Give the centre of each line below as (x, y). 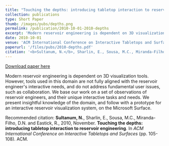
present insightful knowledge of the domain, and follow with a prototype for (83, 102)
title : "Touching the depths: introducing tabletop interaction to (77, 10)
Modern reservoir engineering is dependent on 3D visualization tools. (77, 76)
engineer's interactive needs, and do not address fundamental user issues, (83, 86)
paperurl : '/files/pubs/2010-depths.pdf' (49, 47)
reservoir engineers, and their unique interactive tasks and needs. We (77, 97)
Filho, (11, 123)
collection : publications (32, 15)
